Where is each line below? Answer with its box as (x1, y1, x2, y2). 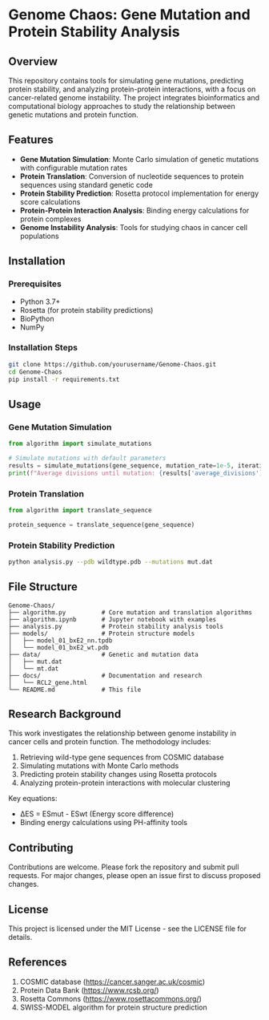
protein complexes (19, 214, 82, 224)
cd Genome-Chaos (8, 367, 62, 376)
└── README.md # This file (8, 686, 142, 694)
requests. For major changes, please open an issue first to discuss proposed (8, 871, 261, 880)
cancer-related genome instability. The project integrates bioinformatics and (8, 93, 260, 102)
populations (19, 231, 59, 241)
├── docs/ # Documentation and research (8, 671, 203, 679)
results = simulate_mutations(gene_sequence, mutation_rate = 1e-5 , (8, 461, 235, 470)
